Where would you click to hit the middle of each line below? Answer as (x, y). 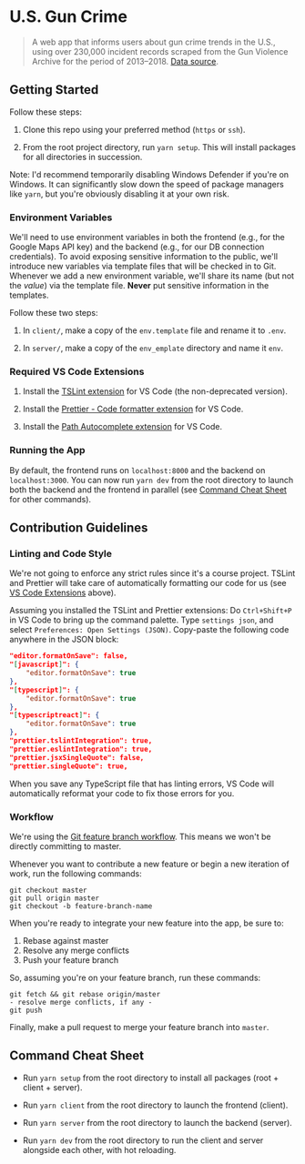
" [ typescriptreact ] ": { (55, 715)
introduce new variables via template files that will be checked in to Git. (143, 267)
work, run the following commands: (76, 873)
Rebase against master (66, 940)
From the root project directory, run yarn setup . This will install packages (159, 147)
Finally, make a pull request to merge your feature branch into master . (139, 1027)
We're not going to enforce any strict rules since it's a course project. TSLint (152, 573)
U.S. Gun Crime (68, 17)
